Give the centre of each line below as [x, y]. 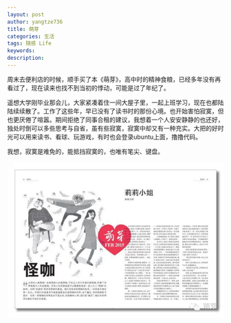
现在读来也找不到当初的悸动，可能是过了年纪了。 [100, 88]
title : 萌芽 [23, 29]
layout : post [26, 14]
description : [26, 58]
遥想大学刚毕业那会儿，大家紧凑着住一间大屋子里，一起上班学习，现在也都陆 [115, 102]
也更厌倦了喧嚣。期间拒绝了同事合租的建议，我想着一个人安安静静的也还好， [115, 120]
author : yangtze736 [35, 22]
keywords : [21, 51]
